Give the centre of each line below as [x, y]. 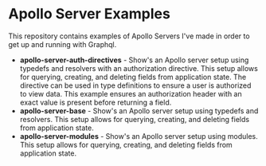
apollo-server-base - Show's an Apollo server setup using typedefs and [139, 111]
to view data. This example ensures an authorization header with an [131, 93]
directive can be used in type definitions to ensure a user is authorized [135, 85]
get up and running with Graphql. [63, 44]
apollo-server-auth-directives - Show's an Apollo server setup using [134, 60]
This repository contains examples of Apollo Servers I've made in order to [129, 36]
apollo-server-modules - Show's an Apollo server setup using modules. [139, 136]
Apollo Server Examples [90, 14]
